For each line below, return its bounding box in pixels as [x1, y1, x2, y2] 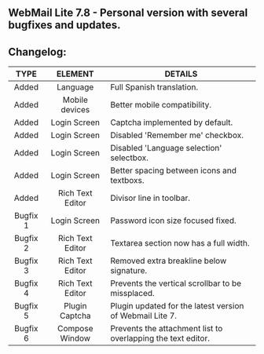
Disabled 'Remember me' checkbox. [109, 130, 244, 141]
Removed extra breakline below [109, 255, 227, 266]
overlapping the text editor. [109, 333, 211, 344]
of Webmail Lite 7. [109, 310, 178, 321]
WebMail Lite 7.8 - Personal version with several [8, 6, 248, 20]
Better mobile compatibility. [109, 100, 212, 111]
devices [60, 104, 90, 115]
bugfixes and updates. [8, 19, 121, 32]
